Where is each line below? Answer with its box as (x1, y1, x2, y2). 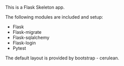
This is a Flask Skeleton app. (5, 5, 65, 10)
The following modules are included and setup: (5, 14, 103, 20)
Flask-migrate (12, 29, 42, 35)
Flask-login (12, 40, 36, 46)
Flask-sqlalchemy (12, 35, 50, 40)
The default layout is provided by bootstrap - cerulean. (5, 55, 119, 61)
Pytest (12, 45, 26, 51)
